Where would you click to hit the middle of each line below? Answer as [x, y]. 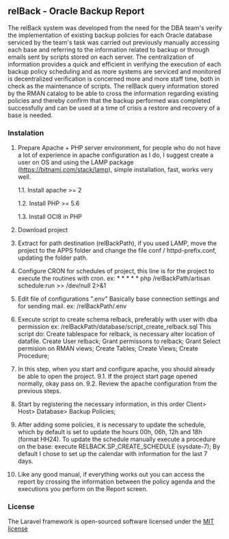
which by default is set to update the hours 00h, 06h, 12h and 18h [110, 432]
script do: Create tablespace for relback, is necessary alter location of [116, 334]
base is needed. [30, 115]
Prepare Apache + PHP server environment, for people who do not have [119, 148]
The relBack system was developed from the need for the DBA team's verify [115, 27]
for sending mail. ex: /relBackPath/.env [72, 306]
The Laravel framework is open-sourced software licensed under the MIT [111, 522]
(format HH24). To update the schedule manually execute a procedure [117, 439]
